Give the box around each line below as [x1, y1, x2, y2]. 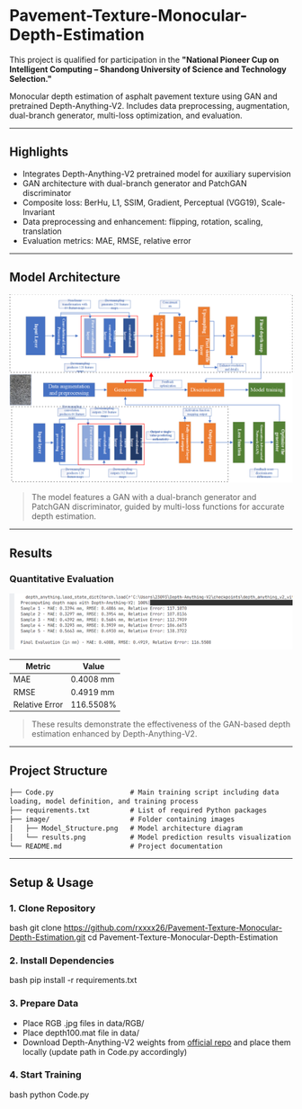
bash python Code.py [9, 1089, 90, 1100]
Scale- [261, 197, 286, 208]
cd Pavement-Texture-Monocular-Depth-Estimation [87, 932, 279, 943]
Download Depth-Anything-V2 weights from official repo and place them [22, 1036, 291, 1048]
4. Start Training [9, 1069, 82, 1081]
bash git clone [9, 922, 62, 933]
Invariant [22, 206, 56, 217]
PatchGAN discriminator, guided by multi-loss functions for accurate [31, 501, 285, 513]
